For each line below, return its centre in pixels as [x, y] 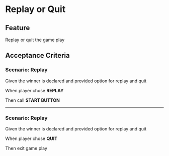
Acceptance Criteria [37, 55]
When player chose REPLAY [34, 90]
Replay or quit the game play [35, 40]
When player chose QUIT [31, 138]
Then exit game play [26, 148]
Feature [18, 28]
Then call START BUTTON [33, 100]
